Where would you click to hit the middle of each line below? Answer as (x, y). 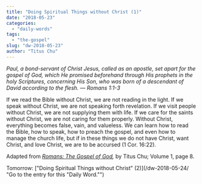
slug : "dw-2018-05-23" (35, 46)
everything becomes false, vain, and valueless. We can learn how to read (97, 125)
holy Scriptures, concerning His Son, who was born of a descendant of (95, 81)
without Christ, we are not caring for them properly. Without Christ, (90, 119)
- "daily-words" (32, 29)
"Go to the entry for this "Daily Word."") (55, 174)
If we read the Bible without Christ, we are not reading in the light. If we (95, 99)
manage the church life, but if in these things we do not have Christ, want (98, 138)
